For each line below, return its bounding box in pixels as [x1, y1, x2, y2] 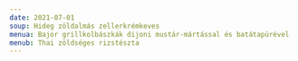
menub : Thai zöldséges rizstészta [9, 38, 140, 48]
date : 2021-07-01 [9, 13, 75, 22]
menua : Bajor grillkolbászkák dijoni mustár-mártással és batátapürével [9, 30, 290, 39]
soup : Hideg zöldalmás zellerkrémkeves [9, 22, 160, 30]
